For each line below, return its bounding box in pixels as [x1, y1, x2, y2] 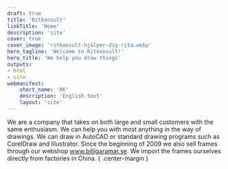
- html [7, 67, 26, 74]
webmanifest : [7, 80, 45, 87]
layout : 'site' [19, 99, 63, 106]
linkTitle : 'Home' [7, 23, 60, 29]
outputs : [7, 61, 32, 68]
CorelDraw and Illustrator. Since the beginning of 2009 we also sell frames [7, 140, 218, 148]
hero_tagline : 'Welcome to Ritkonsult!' [7, 49, 125, 55]
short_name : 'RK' [19, 86, 69, 93]
